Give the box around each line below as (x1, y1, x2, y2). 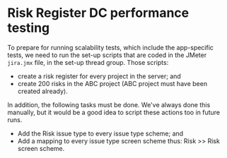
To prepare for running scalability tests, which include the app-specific (7, 43, 214, 51)
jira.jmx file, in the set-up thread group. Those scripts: (7, 58, 169, 66)
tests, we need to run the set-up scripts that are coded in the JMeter (7, 51, 207, 59)
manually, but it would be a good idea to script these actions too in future (7, 108, 221, 116)
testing (7, 20, 50, 36)
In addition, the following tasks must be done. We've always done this (7, 100, 211, 109)
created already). (17, 87, 69, 95)
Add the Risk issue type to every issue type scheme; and (17, 129, 184, 138)
